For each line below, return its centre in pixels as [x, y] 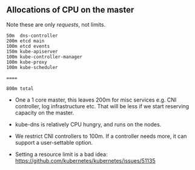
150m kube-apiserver [32, 51]
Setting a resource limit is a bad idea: [61, 154]
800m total [20, 88]
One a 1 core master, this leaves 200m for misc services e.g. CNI [96, 100]
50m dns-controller [32, 36]
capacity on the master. [45, 113]
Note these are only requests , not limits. [56, 24]
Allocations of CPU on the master [70, 10]
